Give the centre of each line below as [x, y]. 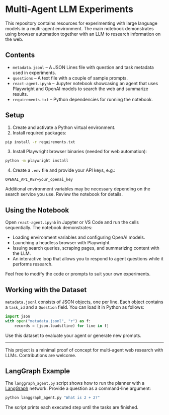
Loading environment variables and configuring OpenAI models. [79, 237]
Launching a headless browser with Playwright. [61, 243]
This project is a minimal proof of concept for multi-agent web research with [84, 350]
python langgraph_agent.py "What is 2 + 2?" [53, 398]
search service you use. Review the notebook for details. [64, 194]
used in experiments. [34, 73]
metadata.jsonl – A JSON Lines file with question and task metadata [83, 67]
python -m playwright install [37, 161]
